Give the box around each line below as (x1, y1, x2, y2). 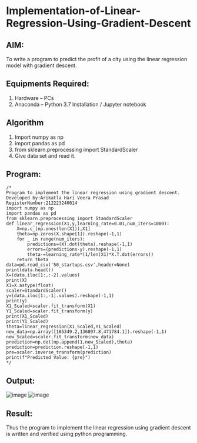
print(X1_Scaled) (6, 314, 49, 319)
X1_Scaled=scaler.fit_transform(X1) (6, 303, 96, 309)
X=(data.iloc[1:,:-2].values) (6, 272, 81, 278)
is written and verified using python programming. (6, 431, 128, 438)
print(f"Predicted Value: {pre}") (6, 355, 91, 361)
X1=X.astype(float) (6, 282, 54, 289)
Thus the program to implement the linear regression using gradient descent (6, 424, 191, 431)
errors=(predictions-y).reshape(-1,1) (27, 247, 122, 252)
